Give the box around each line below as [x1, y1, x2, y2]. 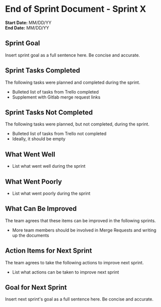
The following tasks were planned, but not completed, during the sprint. [5, 121, 150, 127]
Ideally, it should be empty [12, 136, 66, 142]
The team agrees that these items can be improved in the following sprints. [5, 217, 156, 224]
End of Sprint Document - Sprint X [5, 3, 146, 15]
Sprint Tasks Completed [5, 66, 80, 75]
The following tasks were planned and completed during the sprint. [5, 79, 140, 85]
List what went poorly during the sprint [12, 190, 91, 196]
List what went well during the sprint [12, 163, 86, 169]
